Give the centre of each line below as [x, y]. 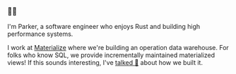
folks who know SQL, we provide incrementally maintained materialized [111, 55]
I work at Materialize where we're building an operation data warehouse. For [118, 48]
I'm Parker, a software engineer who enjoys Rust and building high [104, 27]
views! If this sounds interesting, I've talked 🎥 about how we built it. [105, 63]
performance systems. [40, 34]
